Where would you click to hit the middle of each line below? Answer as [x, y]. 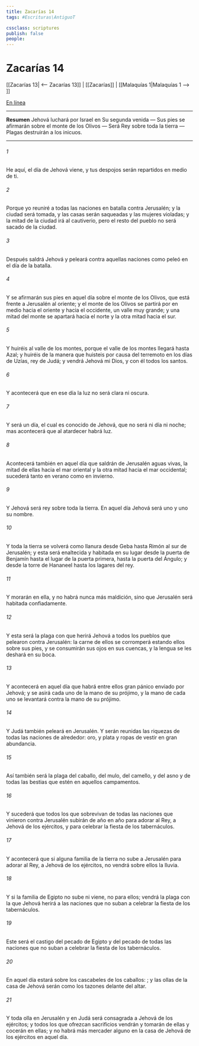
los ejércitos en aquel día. [37, 1037]
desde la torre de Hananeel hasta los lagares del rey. [70, 565]
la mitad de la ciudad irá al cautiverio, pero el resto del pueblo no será [91, 221]
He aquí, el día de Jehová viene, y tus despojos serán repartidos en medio [97, 170]
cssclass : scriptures [33, 28]
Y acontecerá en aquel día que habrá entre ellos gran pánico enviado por [95, 686]
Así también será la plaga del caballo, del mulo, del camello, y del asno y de [98, 776]
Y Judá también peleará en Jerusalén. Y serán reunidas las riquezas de [93, 731]
